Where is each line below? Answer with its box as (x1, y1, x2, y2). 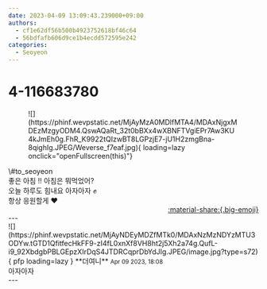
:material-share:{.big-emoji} (168, 204, 259, 214)
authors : (8, 19, 37, 27)
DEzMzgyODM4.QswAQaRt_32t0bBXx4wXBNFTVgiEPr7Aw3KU (28, 125, 235, 135)
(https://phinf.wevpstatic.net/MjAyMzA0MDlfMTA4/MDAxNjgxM (28, 117, 238, 127)
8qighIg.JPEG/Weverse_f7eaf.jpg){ (28, 142, 141, 152)
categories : (8, 41, 48, 49)
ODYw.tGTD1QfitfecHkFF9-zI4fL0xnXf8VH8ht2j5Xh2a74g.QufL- (8, 238, 219, 248)
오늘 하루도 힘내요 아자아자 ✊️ (8, 186, 97, 195)
